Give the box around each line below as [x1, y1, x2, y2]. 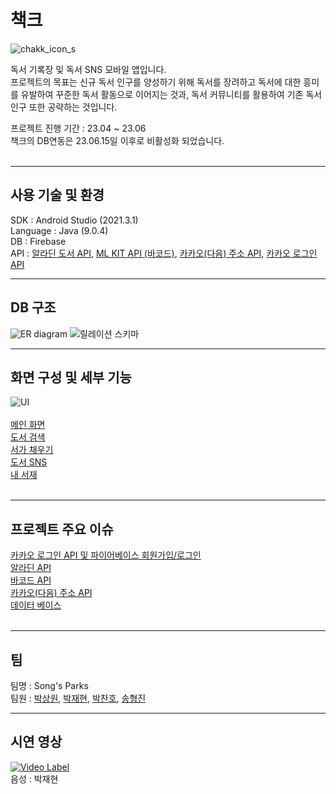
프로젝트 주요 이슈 [10, 521, 114, 538]
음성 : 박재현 [10, 772, 59, 785]
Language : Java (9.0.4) [10, 224, 109, 236]
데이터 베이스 [10, 599, 62, 611]
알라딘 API [10, 562, 52, 574]
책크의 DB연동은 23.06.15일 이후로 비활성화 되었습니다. [10, 134, 225, 146]
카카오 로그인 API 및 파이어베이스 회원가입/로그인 [10, 549, 202, 561]
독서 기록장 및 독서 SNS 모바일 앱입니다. [10, 63, 167, 75]
